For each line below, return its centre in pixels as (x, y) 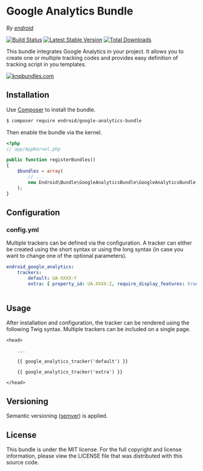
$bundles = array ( (40, 171)
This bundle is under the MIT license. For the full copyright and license (94, 450)
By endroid (20, 28)
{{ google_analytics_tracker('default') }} (73, 361)
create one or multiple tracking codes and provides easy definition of (92, 58)
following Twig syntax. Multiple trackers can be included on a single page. (98, 329)
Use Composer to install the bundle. (51, 110)
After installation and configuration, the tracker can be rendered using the (98, 323)
